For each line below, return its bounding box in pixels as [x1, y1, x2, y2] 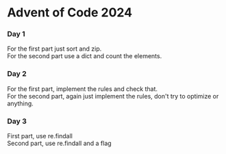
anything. [7, 99, 34, 107]
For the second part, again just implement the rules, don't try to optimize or [7, 92, 219, 100]
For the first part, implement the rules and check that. [7, 84, 158, 93]
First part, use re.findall [7, 132, 73, 140]
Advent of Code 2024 [7, 5, 132, 21]
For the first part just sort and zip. [7, 44, 102, 53]
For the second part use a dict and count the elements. [7, 52, 162, 60]
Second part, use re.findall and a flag [7, 139, 112, 148]
